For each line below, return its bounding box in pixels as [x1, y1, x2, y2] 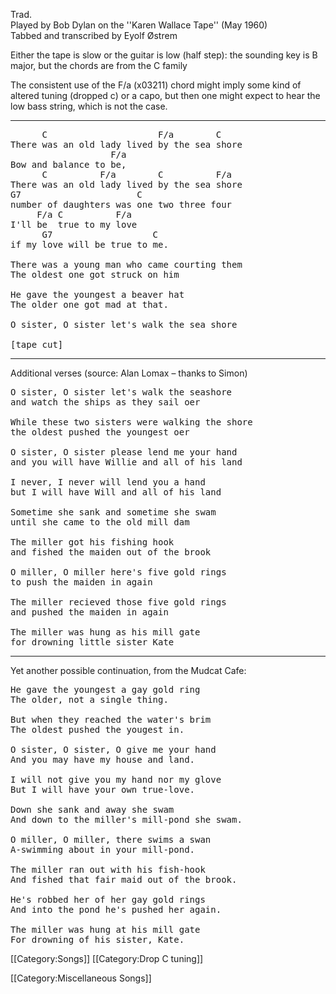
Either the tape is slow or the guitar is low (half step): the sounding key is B [10, 49, 318, 61]
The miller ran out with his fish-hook [10, 864, 206, 875]
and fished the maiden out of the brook [10, 547, 212, 558]
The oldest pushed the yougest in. [10, 724, 185, 735]
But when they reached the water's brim [10, 714, 212, 725]
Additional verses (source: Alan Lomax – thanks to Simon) [10, 367, 248, 379]
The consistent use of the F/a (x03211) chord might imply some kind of [10, 79, 302, 91]
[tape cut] [10, 339, 64, 350]
